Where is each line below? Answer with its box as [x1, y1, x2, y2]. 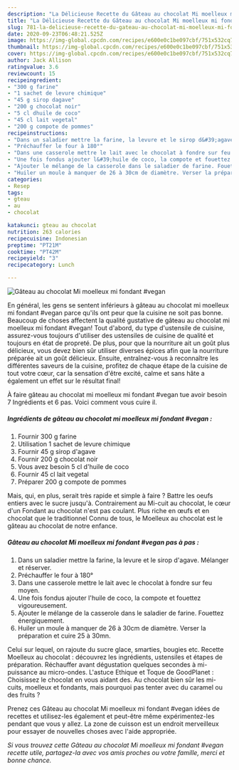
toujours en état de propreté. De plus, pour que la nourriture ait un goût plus [7, 339, 230, 347]
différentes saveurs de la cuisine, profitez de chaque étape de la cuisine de [7, 362, 228, 370]
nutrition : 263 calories [7, 228, 81, 236]
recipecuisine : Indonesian [7, 235, 87, 242]
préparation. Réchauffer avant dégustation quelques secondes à [7, 660, 196, 669]
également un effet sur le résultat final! [7, 376, 121, 385]
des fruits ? [7, 690, 41, 699]
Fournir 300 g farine [17, 432, 77, 441]
